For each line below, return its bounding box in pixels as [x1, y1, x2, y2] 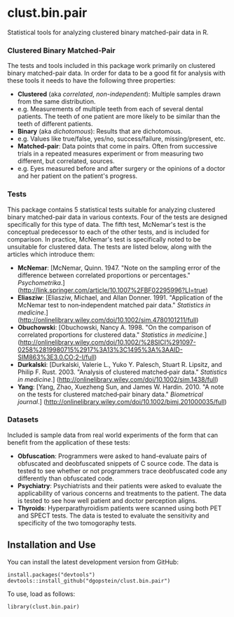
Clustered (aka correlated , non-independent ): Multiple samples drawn [17, 90, 221, 99]
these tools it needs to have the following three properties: [7, 76, 176, 85]
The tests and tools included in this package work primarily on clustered [7, 62, 216, 70]
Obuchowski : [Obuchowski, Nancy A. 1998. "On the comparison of [17, 323, 212, 331]
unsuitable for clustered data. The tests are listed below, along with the [7, 242, 212, 251]
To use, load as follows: [7, 590, 76, 598]
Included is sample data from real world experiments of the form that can [7, 431, 219, 439]
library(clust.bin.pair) [7, 603, 80, 610]
